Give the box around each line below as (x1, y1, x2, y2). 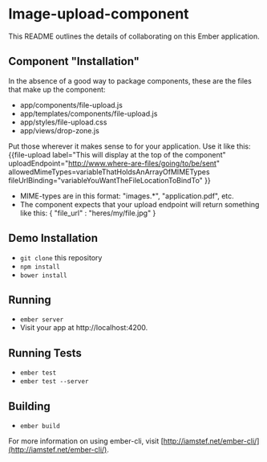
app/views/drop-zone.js (19, 125, 100, 135)
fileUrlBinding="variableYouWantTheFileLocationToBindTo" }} (8, 175, 211, 185)
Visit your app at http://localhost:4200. (19, 323, 148, 333)
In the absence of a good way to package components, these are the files (8, 76, 253, 85)
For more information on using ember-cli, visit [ (8, 436, 164, 446)
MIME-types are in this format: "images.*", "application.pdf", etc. (19, 190, 234, 201)
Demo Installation (8, 231, 99, 245)
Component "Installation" (8, 55, 140, 68)
